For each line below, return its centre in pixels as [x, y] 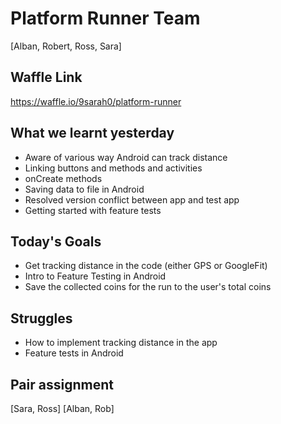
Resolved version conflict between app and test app [132, 199]
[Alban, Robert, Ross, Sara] [66, 46]
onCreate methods [63, 178]
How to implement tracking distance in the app [121, 343]
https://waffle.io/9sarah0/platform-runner [96, 101]
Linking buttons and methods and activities [113, 168]
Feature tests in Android [74, 353]
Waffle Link [46, 77]
